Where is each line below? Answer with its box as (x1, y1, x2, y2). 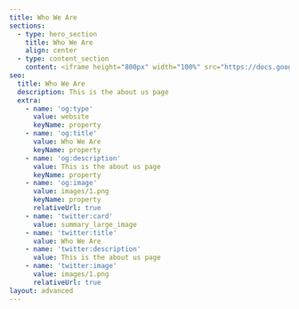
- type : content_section (17, 54, 109, 63)
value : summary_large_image (32, 220, 138, 229)
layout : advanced (9, 286, 74, 295)
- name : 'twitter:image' (25, 262, 117, 271)
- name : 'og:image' (25, 179, 98, 188)
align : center (25, 46, 77, 55)
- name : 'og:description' (25, 153, 122, 163)
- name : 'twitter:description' (25, 245, 141, 254)
